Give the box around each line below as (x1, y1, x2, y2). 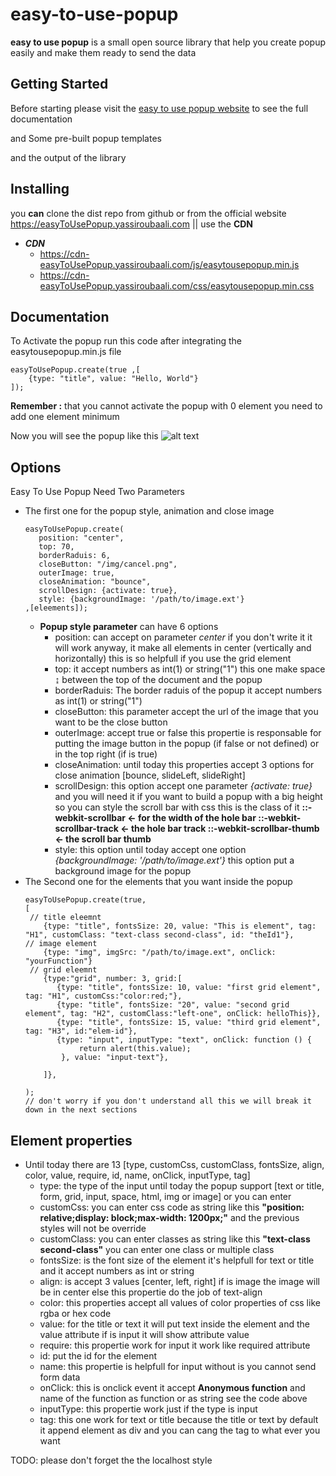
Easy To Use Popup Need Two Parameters (10, 486, 185, 498)
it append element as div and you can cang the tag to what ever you (39, 1424, 321, 1436)
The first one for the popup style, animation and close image (24, 505, 275, 517)
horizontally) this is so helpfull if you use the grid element (54, 653, 292, 665)
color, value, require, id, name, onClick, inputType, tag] (24, 1169, 251, 1181)
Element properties (10, 1132, 133, 1149)
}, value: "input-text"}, (61, 1053, 169, 1063)
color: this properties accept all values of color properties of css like (39, 1297, 321, 1308)
